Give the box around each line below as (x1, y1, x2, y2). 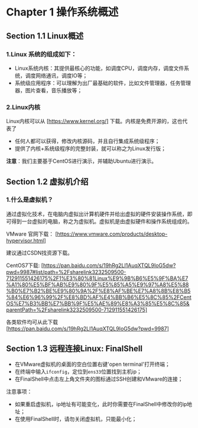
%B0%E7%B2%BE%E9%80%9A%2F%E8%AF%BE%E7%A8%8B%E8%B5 (6, 287, 191, 294)
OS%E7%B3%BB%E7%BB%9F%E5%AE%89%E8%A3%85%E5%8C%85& (6, 300, 190, 307)
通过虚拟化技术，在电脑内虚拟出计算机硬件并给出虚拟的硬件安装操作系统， (6, 210, 187, 217)
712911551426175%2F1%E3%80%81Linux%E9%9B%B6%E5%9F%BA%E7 (6, 275, 189, 282)
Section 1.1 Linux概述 (6, 31, 84, 41)
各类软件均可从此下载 (6, 318, 58, 326)
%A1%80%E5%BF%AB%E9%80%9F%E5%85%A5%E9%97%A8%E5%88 (6, 281, 189, 288)
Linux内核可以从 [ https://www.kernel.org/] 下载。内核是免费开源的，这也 (6, 118, 183, 125)
